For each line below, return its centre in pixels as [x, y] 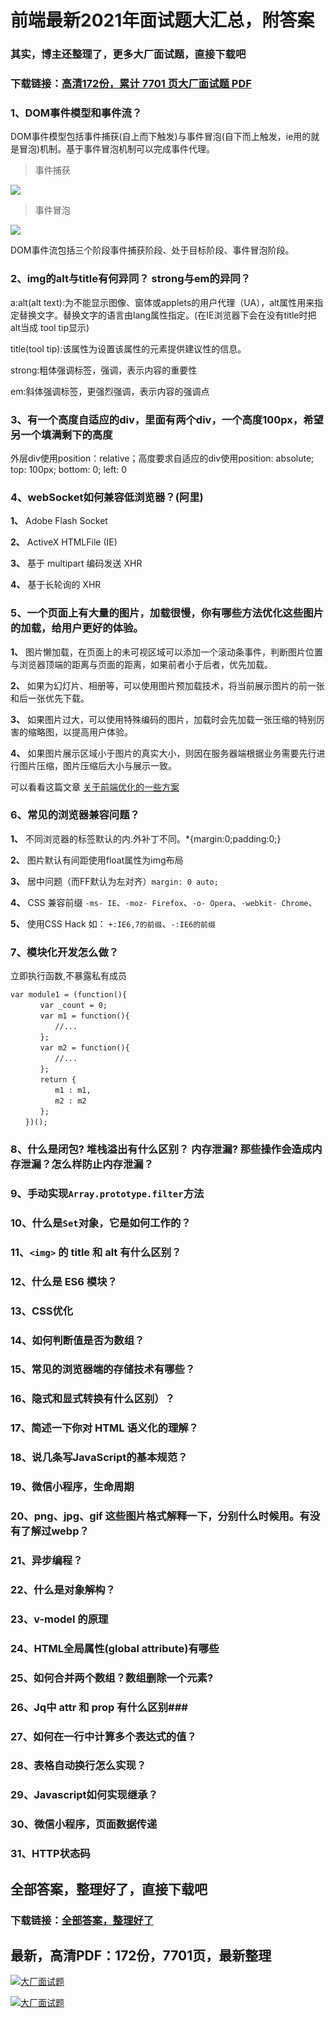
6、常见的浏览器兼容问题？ [75, 815]
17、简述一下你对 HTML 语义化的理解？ [104, 1428]
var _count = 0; [73, 1006]
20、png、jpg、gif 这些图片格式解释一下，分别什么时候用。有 [160, 1516]
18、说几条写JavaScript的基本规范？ [99, 1458]
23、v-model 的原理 [59, 1619]
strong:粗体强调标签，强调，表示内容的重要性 [104, 370]
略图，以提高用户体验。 [84, 732]
